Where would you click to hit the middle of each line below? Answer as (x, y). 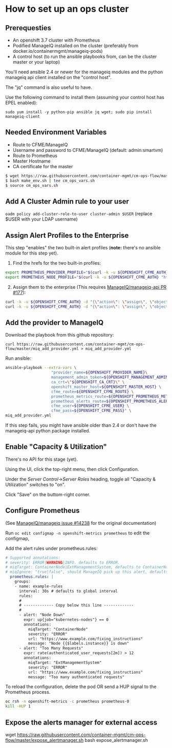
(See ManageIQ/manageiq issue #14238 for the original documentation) (81, 523)
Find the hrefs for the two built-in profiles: (57, 263)
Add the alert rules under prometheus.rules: (51, 548)
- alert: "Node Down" (42, 615)
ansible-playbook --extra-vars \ (41, 368)
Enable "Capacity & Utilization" (56, 447)
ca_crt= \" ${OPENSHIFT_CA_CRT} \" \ (88, 382)
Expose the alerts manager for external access (81, 722)
